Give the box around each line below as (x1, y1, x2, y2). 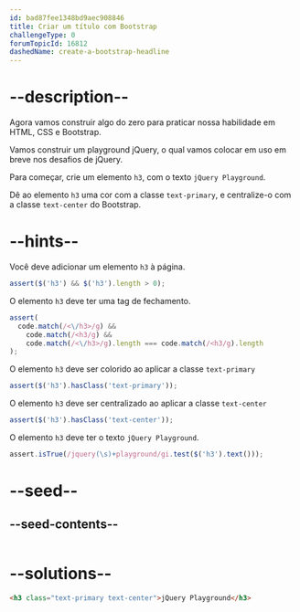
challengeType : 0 (9, 30, 76, 39)
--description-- (9, 87, 130, 108)
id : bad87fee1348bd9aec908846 (9, 13, 125, 23)
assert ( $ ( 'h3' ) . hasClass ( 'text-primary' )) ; (9, 381, 178, 391)
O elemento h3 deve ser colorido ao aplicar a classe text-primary (9, 364, 256, 375)
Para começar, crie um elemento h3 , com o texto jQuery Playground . (9, 172, 266, 183)
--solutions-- (9, 564, 112, 585)
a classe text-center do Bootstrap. (9, 199, 142, 210)
